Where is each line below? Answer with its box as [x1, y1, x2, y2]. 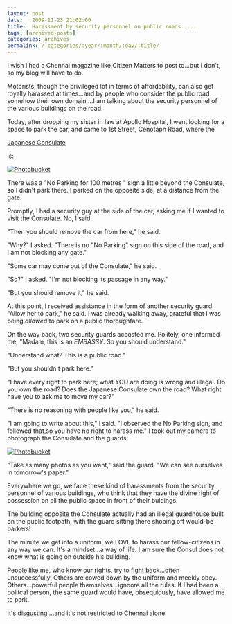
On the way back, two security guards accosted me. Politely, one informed [7, 330, 220, 338]
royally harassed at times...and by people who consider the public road [7, 89, 210, 98]
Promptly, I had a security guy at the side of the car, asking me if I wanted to [7, 207, 225, 215]
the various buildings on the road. [7, 105, 103, 112]
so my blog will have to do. [7, 69, 84, 77]
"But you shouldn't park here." [7, 364, 93, 373]
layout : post [7, 10, 45, 17]
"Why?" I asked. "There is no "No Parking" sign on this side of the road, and [7, 241, 224, 249]
